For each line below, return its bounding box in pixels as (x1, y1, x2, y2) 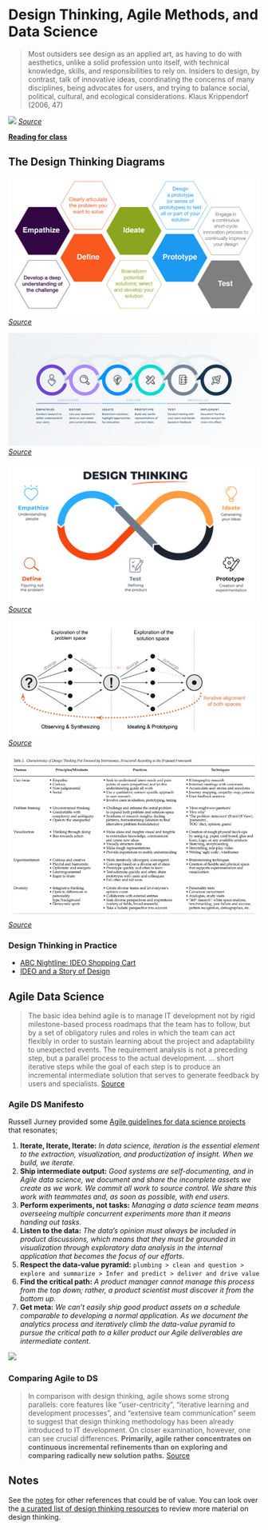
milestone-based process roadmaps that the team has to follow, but (27, 1020, 250, 1029)
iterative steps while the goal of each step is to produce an (27, 1062, 221, 1072)
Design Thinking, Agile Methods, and (8, 6, 259, 24)
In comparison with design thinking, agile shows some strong (27, 1391, 230, 1400)
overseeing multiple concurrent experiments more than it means (19, 1209, 231, 1219)
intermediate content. (19, 1336, 91, 1346)
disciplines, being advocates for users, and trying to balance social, (27, 82, 250, 93)
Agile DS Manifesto (8, 1099, 85, 1110)
